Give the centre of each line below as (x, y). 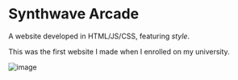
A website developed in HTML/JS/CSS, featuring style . (99, 36)
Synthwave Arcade (74, 14)
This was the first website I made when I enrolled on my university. (119, 51)
